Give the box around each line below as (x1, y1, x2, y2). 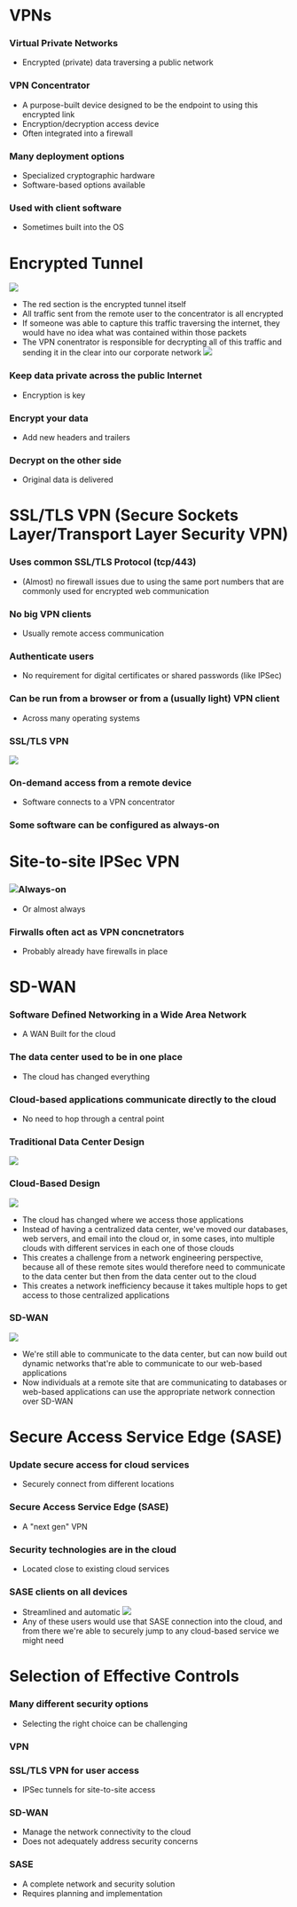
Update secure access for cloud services (9, 1458, 190, 1470)
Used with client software (9, 202, 122, 214)
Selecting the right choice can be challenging (21, 1718, 188, 1729)
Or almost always (21, 903, 86, 914)
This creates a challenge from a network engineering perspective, (21, 1252, 263, 1262)
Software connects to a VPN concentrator (21, 796, 176, 808)
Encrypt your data (9, 412, 89, 424)
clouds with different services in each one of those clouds (21, 1242, 235, 1253)
